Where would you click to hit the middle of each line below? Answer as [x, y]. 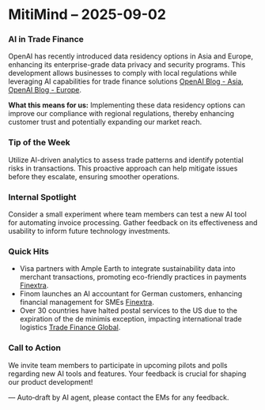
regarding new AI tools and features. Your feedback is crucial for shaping [127, 374]
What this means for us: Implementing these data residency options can [127, 105]
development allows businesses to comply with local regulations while [123, 73]
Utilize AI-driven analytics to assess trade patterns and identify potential [126, 160]
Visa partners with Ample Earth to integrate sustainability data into [127, 269]
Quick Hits [29, 252]
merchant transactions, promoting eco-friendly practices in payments [133, 277]
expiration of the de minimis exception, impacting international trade [131, 319]
